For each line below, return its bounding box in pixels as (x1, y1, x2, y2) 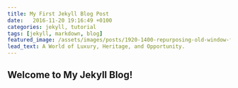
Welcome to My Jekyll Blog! (7, 69, 133, 81)
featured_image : (7, 37, 55, 44)
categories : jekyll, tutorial (7, 23, 97, 30)
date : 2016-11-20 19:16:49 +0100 (7, 17, 113, 24)
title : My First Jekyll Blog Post (7, 10, 110, 18)
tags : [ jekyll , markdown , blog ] (7, 30, 103, 37)
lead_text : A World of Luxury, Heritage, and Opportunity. (7, 43, 186, 50)
